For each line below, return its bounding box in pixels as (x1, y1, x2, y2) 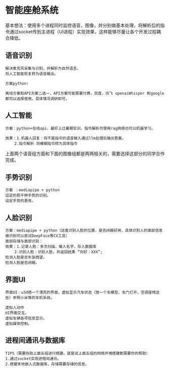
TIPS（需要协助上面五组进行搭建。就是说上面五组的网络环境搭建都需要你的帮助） (5, 351, 150, 356)
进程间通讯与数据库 (5, 336, 65, 345)
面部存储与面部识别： (5, 239, 43, 244)
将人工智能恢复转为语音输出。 (5, 71, 58, 76)
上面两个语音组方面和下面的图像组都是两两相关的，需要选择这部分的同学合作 (5, 150, 165, 157)
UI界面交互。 (5, 310, 29, 315)
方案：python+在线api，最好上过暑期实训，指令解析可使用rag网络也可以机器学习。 (5, 126, 155, 131)
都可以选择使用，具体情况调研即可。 (5, 96, 70, 101)
